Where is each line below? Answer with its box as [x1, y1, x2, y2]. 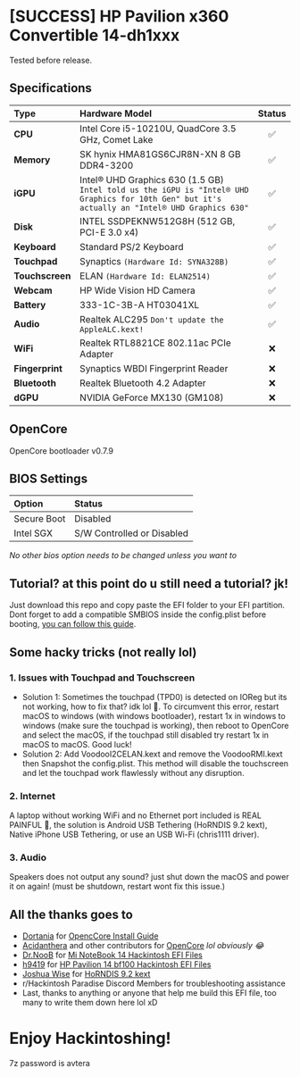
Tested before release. [9, 54, 92, 65]
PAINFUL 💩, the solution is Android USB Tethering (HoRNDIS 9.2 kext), [9, 820, 268, 831]
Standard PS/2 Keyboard [79, 240, 184, 253]
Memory [13, 154, 51, 166]
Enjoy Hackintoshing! [9, 1029, 171, 1048]
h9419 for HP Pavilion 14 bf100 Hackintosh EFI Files [21, 959, 212, 970]
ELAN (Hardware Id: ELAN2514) [79, 270, 212, 282]
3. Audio [9, 851, 47, 864]
